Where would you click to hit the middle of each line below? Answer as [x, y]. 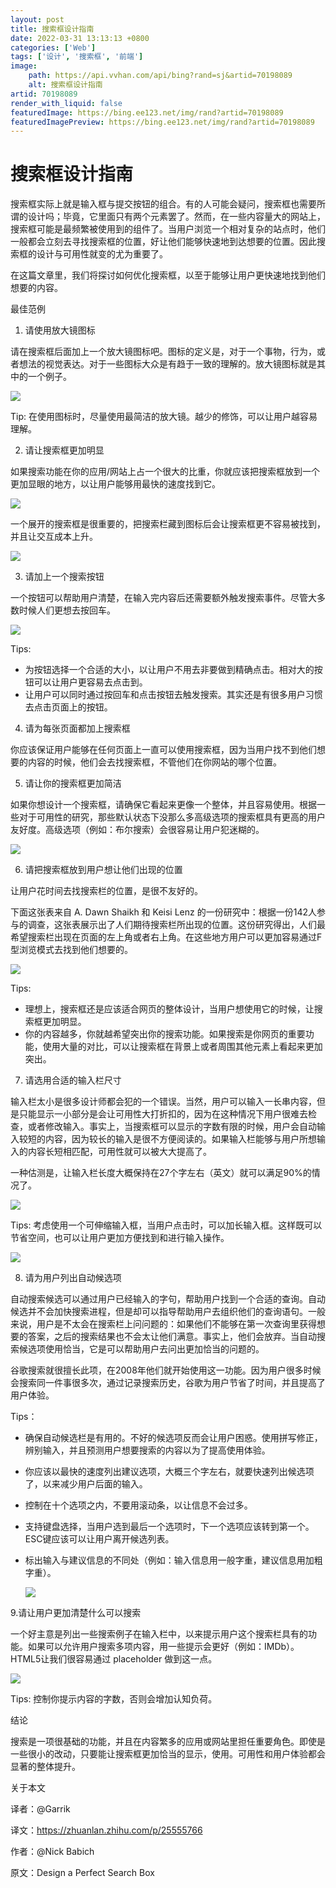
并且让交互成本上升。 [54, 537]
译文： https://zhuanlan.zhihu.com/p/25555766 [106, 1830]
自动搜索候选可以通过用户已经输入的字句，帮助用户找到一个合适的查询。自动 [168, 1299]
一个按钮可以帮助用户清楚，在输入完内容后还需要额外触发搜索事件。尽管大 [163, 598]
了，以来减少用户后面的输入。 [86, 1484]
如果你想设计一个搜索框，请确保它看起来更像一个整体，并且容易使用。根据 [163, 805]
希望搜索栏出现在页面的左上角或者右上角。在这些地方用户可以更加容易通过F [166, 937]
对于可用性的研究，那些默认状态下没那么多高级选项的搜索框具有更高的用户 [172, 817]
